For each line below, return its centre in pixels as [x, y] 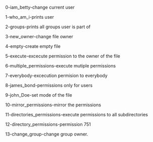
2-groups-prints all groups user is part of [48, 27]
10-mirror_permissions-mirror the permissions [53, 105]
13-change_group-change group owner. [47, 134]
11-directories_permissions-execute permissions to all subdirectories [76, 115]
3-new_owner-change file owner [39, 37]
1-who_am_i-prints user [30, 17]
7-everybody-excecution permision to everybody [56, 76]
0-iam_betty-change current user [40, 7]
